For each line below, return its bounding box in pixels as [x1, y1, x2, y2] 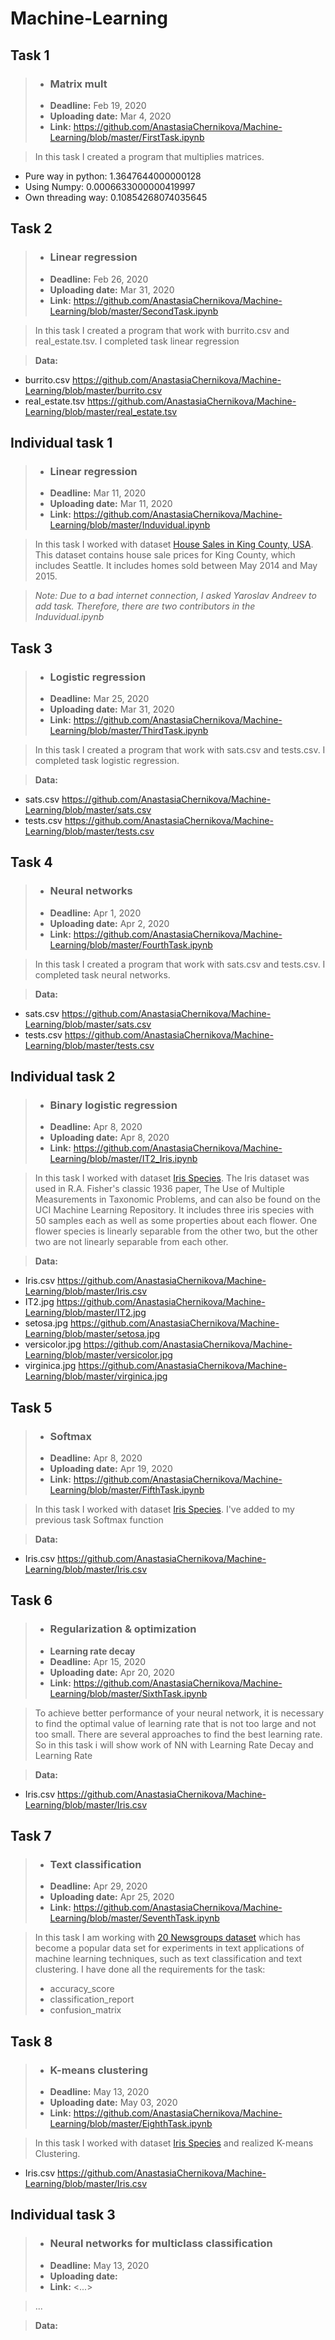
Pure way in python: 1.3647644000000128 [24, 170, 202, 182]
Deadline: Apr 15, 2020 [49, 1655, 147, 1667]
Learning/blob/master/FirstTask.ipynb [49, 131, 205, 143]
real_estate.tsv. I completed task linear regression [34, 335, 240, 347]
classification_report [49, 1993, 135, 2006]
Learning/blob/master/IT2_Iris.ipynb [49, 1153, 198, 1165]
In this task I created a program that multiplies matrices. [34, 150, 265, 162]
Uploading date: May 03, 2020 [49, 2097, 178, 2109]
